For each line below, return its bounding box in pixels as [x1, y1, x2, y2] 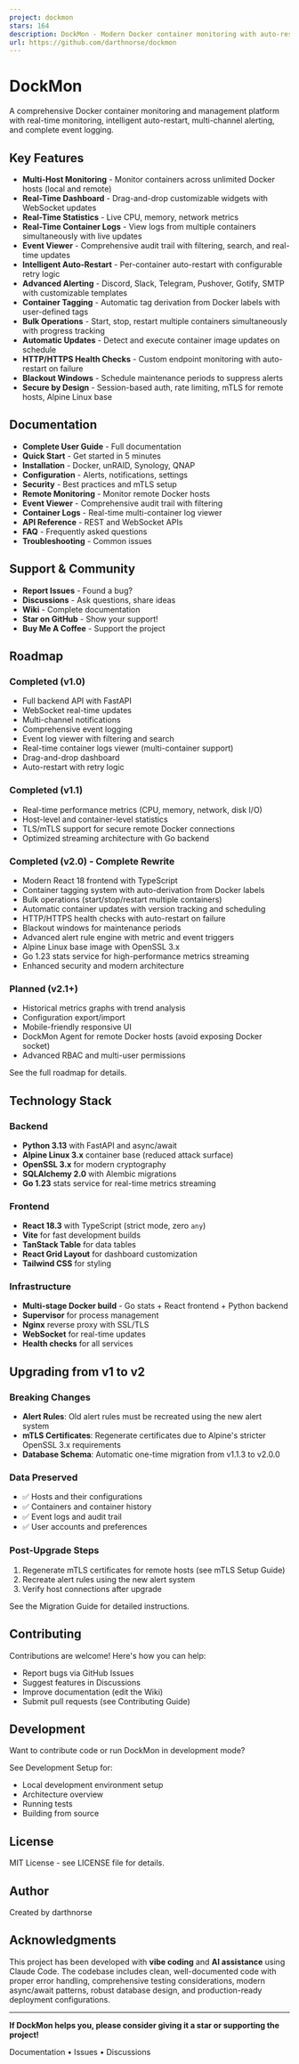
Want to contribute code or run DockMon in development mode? [9, 1745, 246, 1756]
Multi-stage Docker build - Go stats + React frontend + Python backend [21, 1301, 289, 1312]
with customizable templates [21, 288, 127, 298]
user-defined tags [21, 306, 89, 317]
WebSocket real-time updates [21, 705, 132, 716]
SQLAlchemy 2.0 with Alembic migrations [21, 1168, 177, 1179]
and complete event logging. [9, 125, 114, 135]
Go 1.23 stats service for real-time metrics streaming [21, 1177, 216, 1189]
